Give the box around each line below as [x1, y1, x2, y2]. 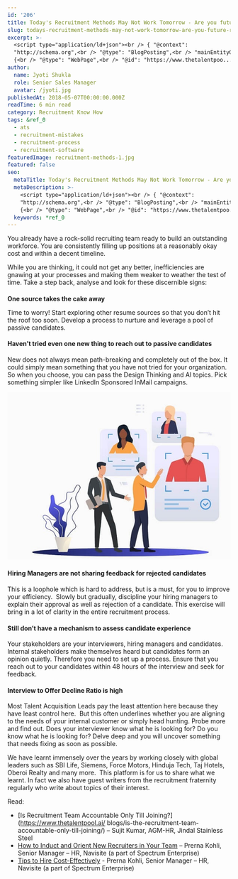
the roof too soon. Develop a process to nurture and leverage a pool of [7, 316, 214, 324]
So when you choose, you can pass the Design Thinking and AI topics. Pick [7, 370, 227, 379]
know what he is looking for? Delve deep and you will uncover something [7, 732, 221, 740]
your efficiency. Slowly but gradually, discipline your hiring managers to [7, 592, 218, 600]
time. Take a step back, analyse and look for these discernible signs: [7, 278, 208, 287]
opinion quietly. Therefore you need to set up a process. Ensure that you [7, 654, 218, 664]
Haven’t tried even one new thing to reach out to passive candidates [7, 340, 212, 348]
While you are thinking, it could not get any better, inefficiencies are [7, 263, 205, 271]
